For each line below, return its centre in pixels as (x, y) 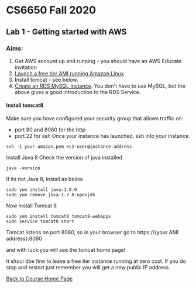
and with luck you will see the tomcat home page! (66, 250)
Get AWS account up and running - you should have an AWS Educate (98, 61)
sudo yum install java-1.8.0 (42, 190)
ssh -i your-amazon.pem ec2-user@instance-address (69, 147)
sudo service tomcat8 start (40, 222)
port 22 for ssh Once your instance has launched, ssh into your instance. (102, 136)
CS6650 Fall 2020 (51, 10)
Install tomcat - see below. (46, 79)
